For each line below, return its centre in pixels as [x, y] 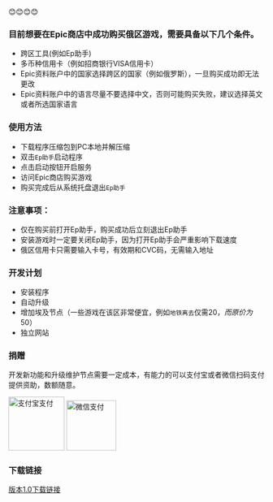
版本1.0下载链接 [35, 490]
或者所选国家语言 [49, 104]
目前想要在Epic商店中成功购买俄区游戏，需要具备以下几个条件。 [134, 34]
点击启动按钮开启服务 [56, 167]
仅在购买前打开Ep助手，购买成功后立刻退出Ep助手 [104, 229]
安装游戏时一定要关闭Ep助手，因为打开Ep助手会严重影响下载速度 [128, 240]
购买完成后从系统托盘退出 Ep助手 [73, 187]
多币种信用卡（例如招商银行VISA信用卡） [89, 63]
